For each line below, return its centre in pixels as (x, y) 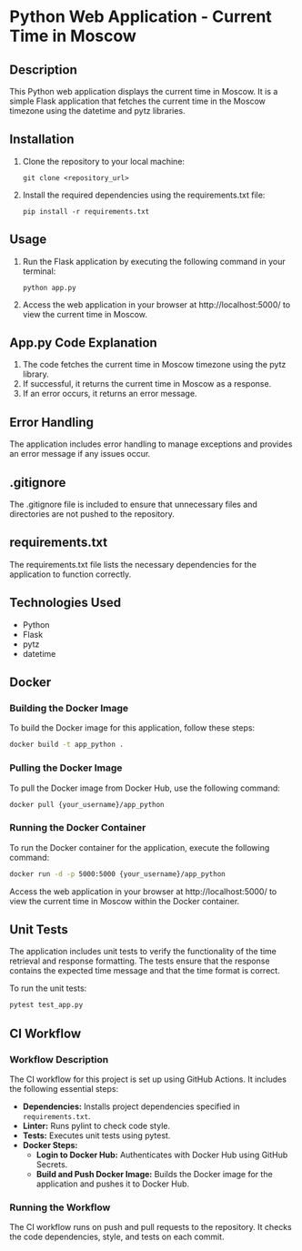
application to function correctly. (70, 574)
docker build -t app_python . (67, 745)
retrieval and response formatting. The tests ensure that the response (140, 961)
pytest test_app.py (46, 1005)
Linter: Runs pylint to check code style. (96, 1125)
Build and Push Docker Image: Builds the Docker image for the (154, 1174)
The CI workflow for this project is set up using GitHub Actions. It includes (148, 1079)
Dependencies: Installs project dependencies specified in (131, 1106)
